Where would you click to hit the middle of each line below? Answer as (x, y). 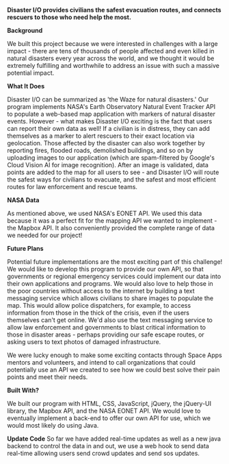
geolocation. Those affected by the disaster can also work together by (106, 143)
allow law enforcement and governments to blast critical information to (107, 327)
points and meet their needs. (48, 377)
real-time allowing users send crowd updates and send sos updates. (104, 453)
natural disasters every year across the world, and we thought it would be (111, 58)
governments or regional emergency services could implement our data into (114, 276)
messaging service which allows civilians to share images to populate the (110, 298)
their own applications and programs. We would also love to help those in (110, 283)
